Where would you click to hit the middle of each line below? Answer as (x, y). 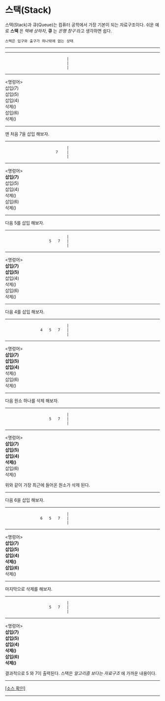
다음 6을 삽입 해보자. (25, 500)
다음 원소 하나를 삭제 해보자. (32, 400)
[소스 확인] (15, 688)
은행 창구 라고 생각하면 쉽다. (85, 31)
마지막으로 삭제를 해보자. (29, 589)
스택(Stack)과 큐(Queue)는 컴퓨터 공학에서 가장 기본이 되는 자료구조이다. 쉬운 (80, 25)
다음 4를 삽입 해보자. (25, 312)
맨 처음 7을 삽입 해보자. (27, 134)
